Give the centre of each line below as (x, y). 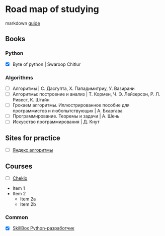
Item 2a (28, 199)
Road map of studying (52, 9)
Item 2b (28, 204)
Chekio (20, 178)
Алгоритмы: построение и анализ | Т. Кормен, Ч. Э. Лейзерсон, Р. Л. (86, 94)
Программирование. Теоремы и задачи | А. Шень (66, 116)
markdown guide (23, 23)
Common (17, 217)
